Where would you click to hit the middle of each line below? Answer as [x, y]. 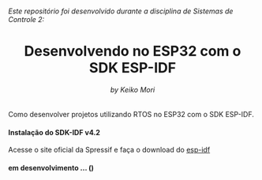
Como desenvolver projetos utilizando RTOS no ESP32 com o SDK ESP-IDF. [131, 114]
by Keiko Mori [133, 90]
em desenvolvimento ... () [51, 167]
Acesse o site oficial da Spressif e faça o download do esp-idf [109, 150]
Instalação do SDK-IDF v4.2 [54, 132]
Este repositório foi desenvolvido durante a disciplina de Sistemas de [121, 11]
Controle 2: [26, 19]
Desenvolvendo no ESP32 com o [133, 51]
